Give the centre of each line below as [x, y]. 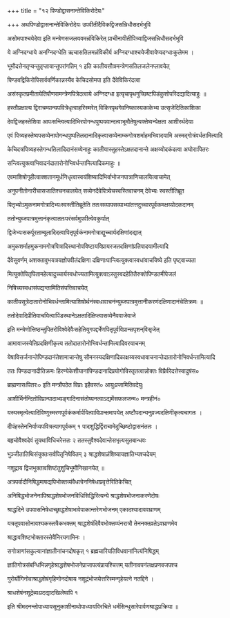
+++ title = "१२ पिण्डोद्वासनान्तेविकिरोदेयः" [56, 11]
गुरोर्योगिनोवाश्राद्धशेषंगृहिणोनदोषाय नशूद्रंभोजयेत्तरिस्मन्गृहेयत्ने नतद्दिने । [80, 579]
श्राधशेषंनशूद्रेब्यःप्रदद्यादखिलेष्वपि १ [42, 593]
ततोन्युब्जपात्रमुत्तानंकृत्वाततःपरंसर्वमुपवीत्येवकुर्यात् [58, 219]
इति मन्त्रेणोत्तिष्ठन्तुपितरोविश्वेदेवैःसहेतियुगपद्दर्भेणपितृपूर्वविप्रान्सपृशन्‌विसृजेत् [84, 329]
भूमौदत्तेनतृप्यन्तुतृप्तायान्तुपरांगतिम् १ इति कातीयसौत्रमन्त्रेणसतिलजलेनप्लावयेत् [88, 66]
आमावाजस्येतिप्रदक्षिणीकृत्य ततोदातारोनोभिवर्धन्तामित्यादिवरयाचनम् [76, 343]
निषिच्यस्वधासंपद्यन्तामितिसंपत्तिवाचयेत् [47, 288]
